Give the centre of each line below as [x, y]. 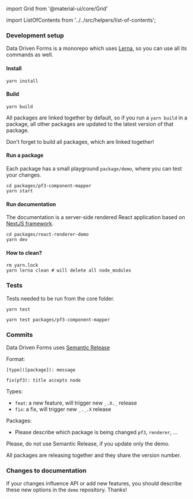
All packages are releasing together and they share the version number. [94, 455]
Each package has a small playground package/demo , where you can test [94, 168]
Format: [16, 359]
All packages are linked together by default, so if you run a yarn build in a [97, 118]
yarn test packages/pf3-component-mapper [58, 320]
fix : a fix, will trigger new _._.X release [63, 409]
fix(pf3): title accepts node [44, 380]
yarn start [20, 191]
